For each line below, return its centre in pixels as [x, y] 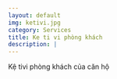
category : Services [40, 30]
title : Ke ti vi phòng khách [55, 37]
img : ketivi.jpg [34, 23]
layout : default [34, 15]
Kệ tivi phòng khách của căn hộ [59, 66]
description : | [33, 45]
